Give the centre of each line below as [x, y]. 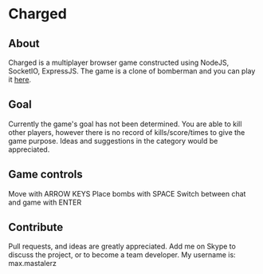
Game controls [45, 175]
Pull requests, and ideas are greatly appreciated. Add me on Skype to [122, 246]
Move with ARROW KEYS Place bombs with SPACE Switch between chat [127, 193]
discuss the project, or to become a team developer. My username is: [122, 255]
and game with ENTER [45, 202]
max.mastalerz [33, 264]
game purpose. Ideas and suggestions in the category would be [113, 141]
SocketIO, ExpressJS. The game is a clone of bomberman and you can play [132, 71]
